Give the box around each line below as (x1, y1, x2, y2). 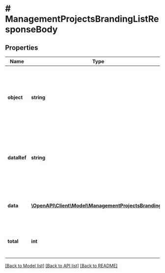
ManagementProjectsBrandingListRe (5, 13, 159, 25)
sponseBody (5, 24, 58, 35)
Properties (5, 43, 38, 52)
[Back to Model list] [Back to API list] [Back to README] (5, 263, 118, 269)
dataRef (7, 154, 27, 161)
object (7, 94, 23, 101)
